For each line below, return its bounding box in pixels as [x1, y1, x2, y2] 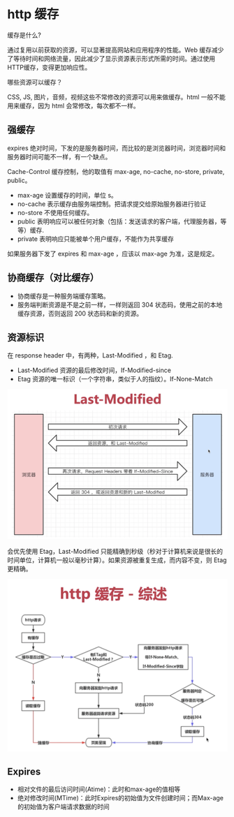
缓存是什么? [7, 31, 42, 39]
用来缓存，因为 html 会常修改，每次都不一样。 [7, 101, 140, 110]
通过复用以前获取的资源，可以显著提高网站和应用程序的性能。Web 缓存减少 [7, 45, 224, 54]
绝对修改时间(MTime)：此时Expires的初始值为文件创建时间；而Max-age [17, 793, 224, 802]
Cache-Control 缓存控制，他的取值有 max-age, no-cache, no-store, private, [7, 167, 225, 175]
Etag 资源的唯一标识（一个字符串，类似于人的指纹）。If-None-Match [17, 375, 213, 383]
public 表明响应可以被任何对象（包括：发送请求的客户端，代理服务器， [17, 217, 221, 226]
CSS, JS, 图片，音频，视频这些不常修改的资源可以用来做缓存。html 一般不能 [7, 92, 226, 101]
